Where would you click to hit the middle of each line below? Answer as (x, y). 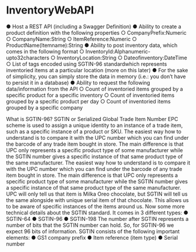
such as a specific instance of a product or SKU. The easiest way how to (94, 131)
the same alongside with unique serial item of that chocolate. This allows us (97, 200)
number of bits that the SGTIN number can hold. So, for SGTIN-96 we (90, 225)
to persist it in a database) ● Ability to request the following (78, 82)
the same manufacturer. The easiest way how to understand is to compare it (98, 163)
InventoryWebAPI (50, 10)
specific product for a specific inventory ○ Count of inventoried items (90, 95)
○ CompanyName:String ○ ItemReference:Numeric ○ (72, 39)
